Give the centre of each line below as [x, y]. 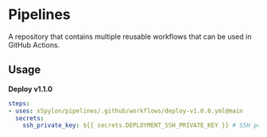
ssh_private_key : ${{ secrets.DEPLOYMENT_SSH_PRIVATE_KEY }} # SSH [136, 126]
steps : [19, 103]
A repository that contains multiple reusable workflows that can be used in [130, 36]
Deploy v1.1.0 [31, 89]
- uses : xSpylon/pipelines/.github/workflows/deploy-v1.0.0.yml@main [126, 111]
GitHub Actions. [34, 44]
